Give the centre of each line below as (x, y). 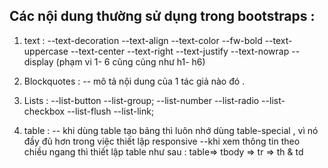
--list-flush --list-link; (111, 111)
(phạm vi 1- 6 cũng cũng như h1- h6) (130, 61)
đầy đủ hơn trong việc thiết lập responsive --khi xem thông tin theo (162, 141)
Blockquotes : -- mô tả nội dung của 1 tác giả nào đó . (134, 81)
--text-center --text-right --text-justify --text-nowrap (180, 51)
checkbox (44, 111)
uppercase (46, 51)
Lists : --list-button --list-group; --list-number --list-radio (141, 100)
